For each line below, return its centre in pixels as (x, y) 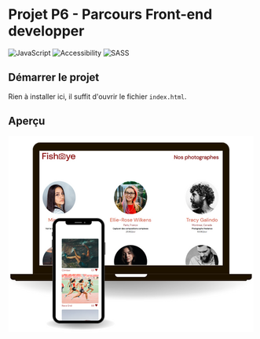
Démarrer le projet (54, 77)
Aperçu (27, 121)
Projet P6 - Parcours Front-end (110, 15)
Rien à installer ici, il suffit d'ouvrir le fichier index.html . (97, 97)
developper (46, 31)
